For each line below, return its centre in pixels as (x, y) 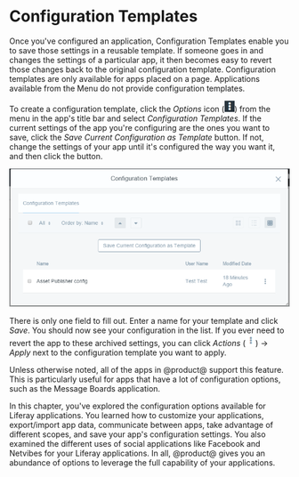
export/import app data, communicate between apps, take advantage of (141, 425)
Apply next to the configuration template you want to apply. (118, 352)
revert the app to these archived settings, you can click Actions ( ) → (139, 344)
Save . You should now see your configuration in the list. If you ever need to (147, 330)
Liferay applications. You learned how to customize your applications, (137, 416)
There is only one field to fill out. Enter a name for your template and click (144, 321)
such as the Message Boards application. (85, 389)
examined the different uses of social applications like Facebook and (135, 444)
